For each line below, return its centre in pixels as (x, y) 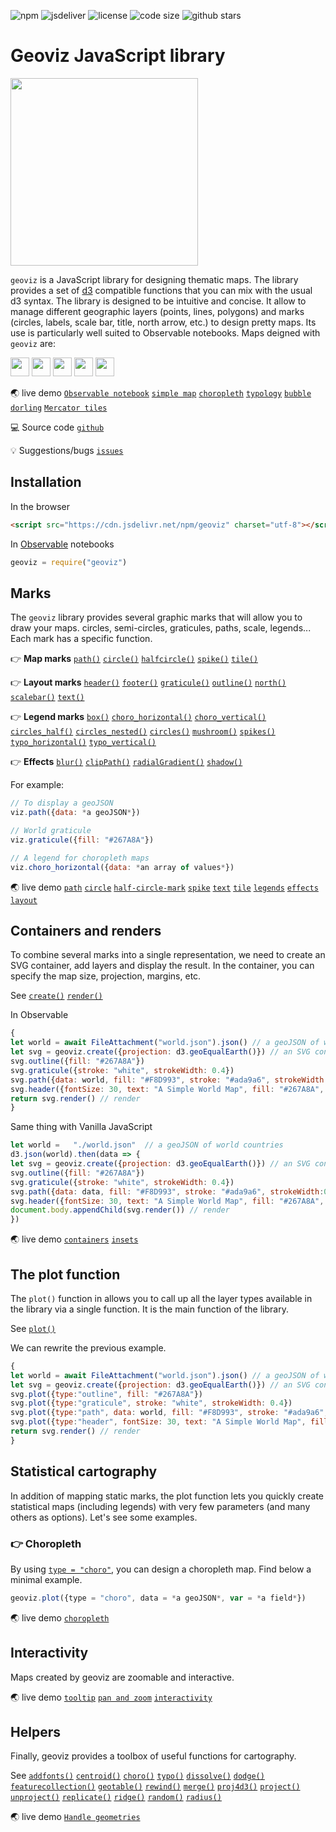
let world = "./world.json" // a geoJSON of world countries (147, 1145)
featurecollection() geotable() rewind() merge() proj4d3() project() (155, 1787)
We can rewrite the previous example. (88, 1347)
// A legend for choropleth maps (80, 858)
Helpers (35, 1732)
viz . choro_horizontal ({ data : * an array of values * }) (122, 867)
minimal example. (46, 1579)
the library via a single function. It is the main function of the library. (149, 1309)
